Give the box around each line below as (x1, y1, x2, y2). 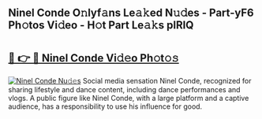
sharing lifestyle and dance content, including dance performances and (8, 85, 241, 94)
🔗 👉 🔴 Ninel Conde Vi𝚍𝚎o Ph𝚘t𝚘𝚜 (8, 51, 179, 65)
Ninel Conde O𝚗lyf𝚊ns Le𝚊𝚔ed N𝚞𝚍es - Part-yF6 (8, 6, 254, 20)
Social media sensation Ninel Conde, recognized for (82, 76, 252, 85)
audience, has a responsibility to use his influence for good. (8, 102, 203, 111)
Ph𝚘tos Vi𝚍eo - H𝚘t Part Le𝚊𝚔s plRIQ (8, 19, 194, 32)
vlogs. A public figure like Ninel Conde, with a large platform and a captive (8, 94, 249, 102)
